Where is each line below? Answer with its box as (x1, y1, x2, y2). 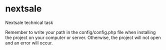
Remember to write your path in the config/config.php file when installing (5, 29, 156, 35)
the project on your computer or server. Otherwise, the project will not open (5, 34, 161, 40)
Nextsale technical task (5, 19, 53, 25)
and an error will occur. (5, 39, 53, 45)
